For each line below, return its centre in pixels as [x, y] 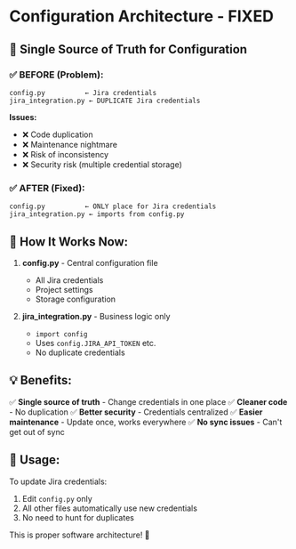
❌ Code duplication [57, 134]
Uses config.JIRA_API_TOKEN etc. [96, 343]
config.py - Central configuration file [90, 262]
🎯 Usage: [35, 460]
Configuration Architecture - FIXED [141, 16]
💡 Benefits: [41, 380]
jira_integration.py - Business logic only [96, 316]
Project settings [64, 289]
